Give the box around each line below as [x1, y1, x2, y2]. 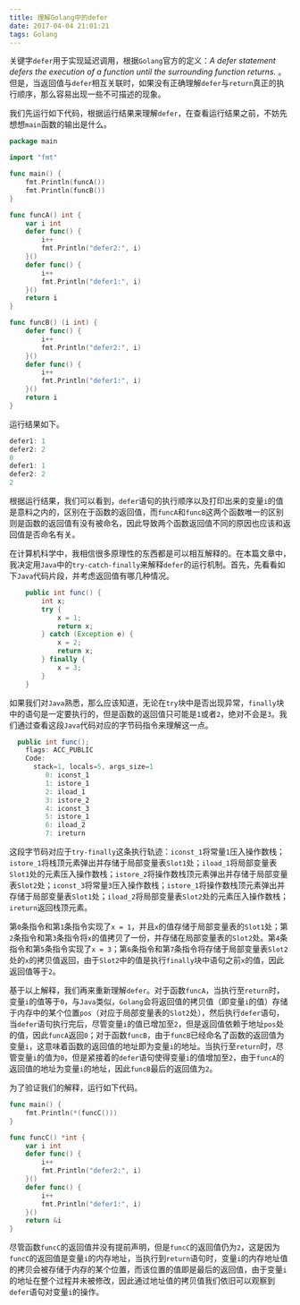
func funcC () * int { [9, 1133, 87, 1142]
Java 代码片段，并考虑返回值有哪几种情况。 [17, 570, 174, 581]
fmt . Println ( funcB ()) [25, 185, 105, 195]
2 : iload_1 [45, 787, 87, 797]
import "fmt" [9, 153, 58, 162]
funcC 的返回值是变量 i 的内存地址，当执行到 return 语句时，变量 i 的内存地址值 [9, 1253, 288, 1264]
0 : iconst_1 [45, 771, 90, 780]
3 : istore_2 [45, 796, 90, 805]
